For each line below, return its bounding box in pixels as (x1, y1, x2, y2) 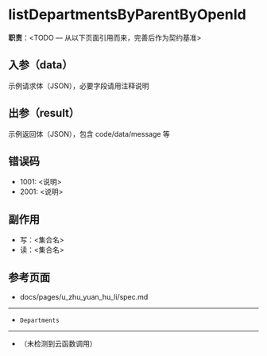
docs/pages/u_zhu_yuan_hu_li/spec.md (19, 292, 149, 301)
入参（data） (8, 58, 73, 72)
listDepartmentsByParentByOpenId (8, 6, 246, 24)
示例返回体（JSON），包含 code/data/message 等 (8, 129, 171, 138)
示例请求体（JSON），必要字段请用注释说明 (8, 81, 149, 91)
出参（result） (8, 106, 80, 120)
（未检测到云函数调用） (19, 339, 97, 348)
